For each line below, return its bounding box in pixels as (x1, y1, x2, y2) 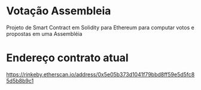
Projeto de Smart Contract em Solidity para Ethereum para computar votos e (6, 24, 194, 31)
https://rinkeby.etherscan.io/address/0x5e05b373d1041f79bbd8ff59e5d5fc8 (6, 70, 195, 78)
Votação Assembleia (6, 4, 111, 18)
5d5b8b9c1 (6, 77, 34, 84)
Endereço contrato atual (6, 51, 129, 65)
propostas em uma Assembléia (6, 30, 83, 37)
